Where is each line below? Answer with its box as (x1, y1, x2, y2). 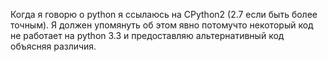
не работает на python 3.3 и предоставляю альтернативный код (10, 30, 285, 41)
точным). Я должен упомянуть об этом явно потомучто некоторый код (10, 19, 314, 31)
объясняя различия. (10, 40, 97, 52)
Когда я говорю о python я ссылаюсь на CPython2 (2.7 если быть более (10, 9, 318, 20)
